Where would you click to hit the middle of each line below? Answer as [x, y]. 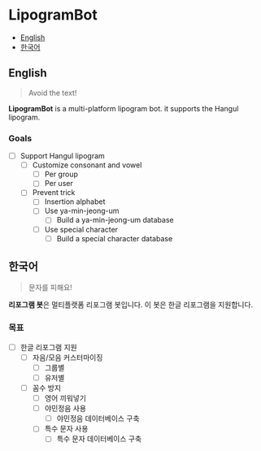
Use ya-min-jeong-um [82, 211]
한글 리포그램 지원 [48, 347]
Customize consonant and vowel [87, 165]
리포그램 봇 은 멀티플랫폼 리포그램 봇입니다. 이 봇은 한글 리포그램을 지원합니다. [131, 305]
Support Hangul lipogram [63, 156]
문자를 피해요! [50, 288]
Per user [59, 184]
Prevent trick [54, 193]
